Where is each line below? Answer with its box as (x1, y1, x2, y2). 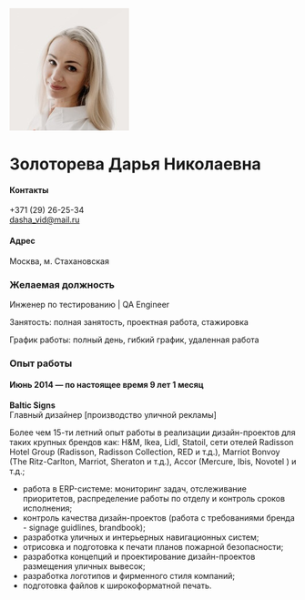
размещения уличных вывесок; (22, 561, 146, 572)
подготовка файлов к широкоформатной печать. (22, 580, 212, 591)
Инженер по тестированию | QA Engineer (9, 299, 170, 310)
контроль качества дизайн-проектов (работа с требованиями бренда (22, 513, 296, 524)
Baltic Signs (9, 400, 56, 411)
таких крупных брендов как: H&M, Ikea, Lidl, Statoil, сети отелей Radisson (9, 437, 294, 448)
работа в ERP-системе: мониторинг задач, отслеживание (22, 483, 248, 494)
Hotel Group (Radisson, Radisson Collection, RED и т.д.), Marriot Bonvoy (9, 446, 280, 458)
